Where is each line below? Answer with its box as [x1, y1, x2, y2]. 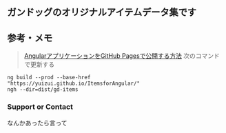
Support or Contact [7, 102, 74, 112]
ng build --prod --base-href [7, 74, 91, 81]
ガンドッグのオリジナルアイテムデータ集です [7, 6, 196, 19]
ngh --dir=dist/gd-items [7, 86, 79, 93]
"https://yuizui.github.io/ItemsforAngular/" [7, 80, 140, 88]
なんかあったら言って [7, 119, 68, 127]
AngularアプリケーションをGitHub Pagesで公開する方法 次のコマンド [23, 52, 220, 60]
